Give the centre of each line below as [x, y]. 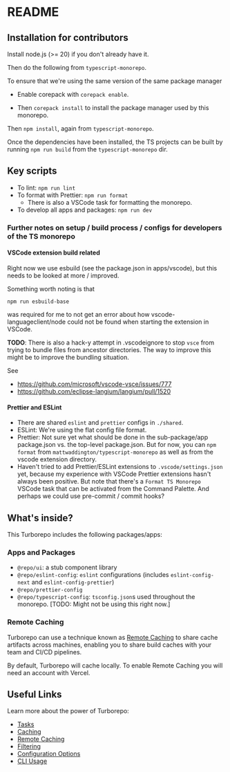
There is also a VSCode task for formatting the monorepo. [110, 202]
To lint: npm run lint [46, 187]
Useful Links [35, 694]
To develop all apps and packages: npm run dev [85, 210]
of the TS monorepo [41, 236]
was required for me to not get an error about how [78, 314]
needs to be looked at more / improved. [63, 275]
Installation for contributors [68, 38]
